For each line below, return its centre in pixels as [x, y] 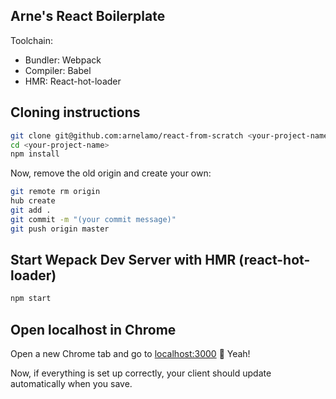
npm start [31, 299]
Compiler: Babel [58, 70]
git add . [31, 210]
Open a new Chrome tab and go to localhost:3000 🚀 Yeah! [130, 354]
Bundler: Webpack [63, 60]
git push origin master [60, 229]
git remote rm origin [55, 192]
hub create [33, 201]
